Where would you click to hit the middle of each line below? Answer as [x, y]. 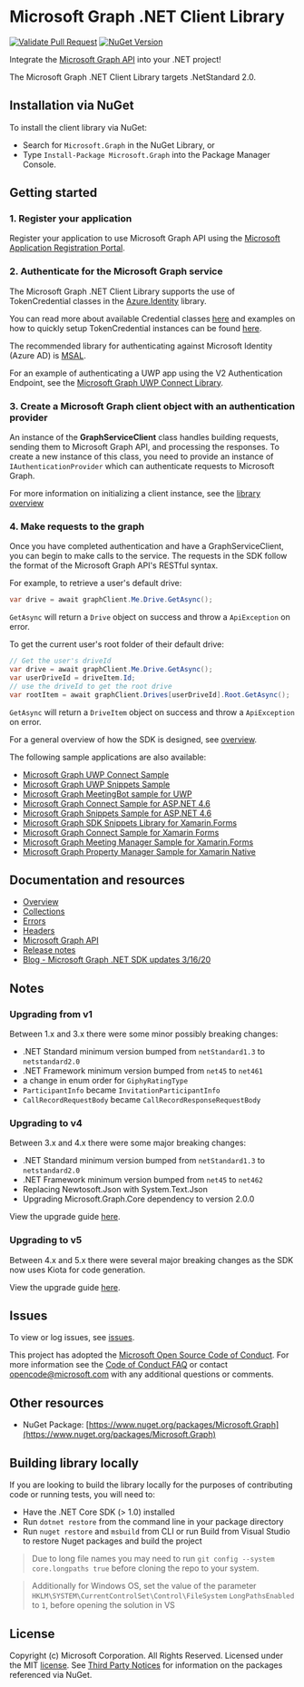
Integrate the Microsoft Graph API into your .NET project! [116, 59]
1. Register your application [71, 219]
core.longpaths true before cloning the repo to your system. [145, 1568]
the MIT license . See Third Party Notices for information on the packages [146, 1665]
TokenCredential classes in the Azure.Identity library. [108, 300]
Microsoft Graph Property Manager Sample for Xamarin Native [139, 851]
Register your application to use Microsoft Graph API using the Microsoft [145, 239]
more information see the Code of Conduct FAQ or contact [119, 1365]
